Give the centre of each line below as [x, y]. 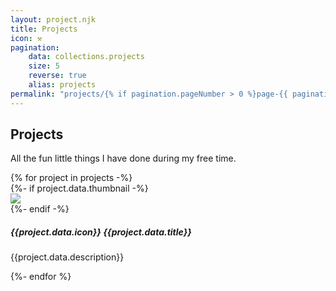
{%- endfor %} [41, 277]
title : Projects [44, 29]
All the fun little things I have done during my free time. [123, 158]
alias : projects [62, 85]
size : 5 [44, 66]
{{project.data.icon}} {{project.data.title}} [101, 232]
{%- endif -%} [40, 209]
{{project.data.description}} [67, 257]
